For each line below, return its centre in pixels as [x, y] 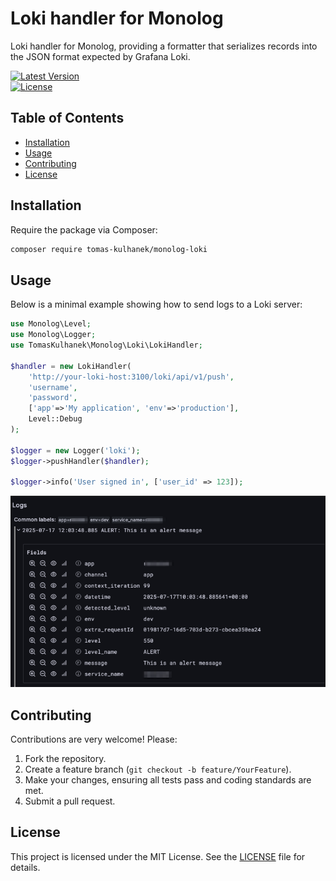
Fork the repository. [65, 758]
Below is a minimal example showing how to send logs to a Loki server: [156, 304]
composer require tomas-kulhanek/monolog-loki [109, 249]
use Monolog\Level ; [51, 324]
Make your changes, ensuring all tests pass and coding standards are [168, 780]
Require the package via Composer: [84, 229]
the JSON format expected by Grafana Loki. [100, 56]
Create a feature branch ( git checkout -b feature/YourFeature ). [158, 769]
